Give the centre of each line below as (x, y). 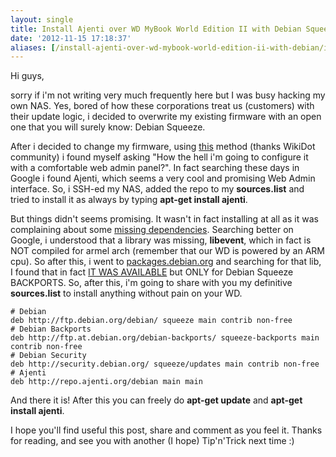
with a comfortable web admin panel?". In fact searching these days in (155, 168)
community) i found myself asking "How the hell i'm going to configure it (159, 157)
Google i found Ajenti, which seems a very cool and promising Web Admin (163, 178)
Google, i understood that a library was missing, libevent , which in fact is (161, 240)
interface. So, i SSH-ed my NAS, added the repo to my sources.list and (157, 189)
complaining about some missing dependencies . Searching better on (152, 230)
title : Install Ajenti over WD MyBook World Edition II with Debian (156, 29)
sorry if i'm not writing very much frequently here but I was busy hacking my (168, 95)
